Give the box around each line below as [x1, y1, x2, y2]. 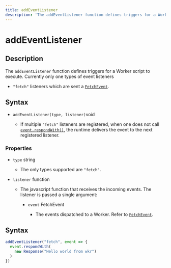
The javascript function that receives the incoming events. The [20, 186, 152, 192]
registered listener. [20, 132, 60, 138]
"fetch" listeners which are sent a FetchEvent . [12, 83, 109, 89]
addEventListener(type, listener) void [12, 112, 95, 118]
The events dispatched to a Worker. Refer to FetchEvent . [35, 211, 154, 217]
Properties [5, 145, 32, 152]
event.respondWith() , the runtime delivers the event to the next [20, 127, 153, 133]
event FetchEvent [27, 201, 65, 207]
